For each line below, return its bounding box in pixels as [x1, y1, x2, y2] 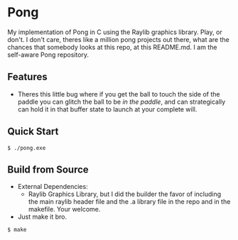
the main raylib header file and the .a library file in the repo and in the [28, 197, 231, 206]
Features [7, 71, 48, 83]
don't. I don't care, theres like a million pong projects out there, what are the [7, 35, 229, 43]
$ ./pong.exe [7, 144, 46, 151]
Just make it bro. [17, 212, 67, 221]
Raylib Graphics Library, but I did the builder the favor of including [28, 190, 222, 199]
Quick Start [7, 126, 59, 138]
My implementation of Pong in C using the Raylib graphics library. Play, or [7, 28, 222, 36]
